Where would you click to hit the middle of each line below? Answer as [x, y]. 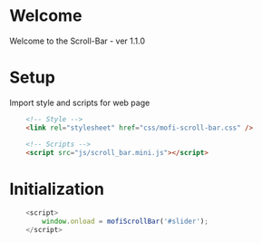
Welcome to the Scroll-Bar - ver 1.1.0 [78, 41]
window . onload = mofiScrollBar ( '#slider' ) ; [125, 222]
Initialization [57, 189]
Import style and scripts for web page [80, 102]
